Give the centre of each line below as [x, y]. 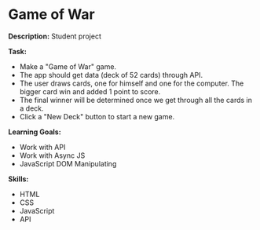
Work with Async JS [52, 155]
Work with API [42, 147]
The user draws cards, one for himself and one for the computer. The [132, 83]
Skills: [18, 179]
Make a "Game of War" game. [68, 66]
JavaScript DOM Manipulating [68, 163]
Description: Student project [55, 36]
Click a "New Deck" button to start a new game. [97, 116]
